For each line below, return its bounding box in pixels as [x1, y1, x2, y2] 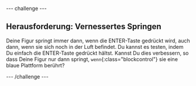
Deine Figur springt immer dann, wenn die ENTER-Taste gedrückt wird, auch [6, 37, 190, 44]
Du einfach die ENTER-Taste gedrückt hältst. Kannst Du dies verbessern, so [6, 49, 189, 56]
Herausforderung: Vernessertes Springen [6, 21, 162, 31]
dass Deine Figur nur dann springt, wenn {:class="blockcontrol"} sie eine [6, 55, 178, 63]
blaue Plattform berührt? [6, 62, 65, 69]
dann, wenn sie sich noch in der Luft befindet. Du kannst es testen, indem [6, 43, 184, 50]
